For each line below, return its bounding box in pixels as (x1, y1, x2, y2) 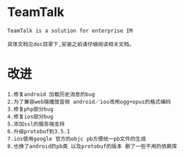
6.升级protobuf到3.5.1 (7, 128, 71, 135)
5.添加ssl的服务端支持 (7, 120, 65, 128)
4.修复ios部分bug (7, 113, 54, 120)
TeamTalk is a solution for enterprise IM (7, 27, 133, 34)
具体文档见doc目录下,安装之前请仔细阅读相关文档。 (7, 40, 135, 47)
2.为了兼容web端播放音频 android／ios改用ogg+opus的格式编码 (7, 98, 171, 105)
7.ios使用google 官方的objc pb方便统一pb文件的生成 (7, 135, 146, 142)
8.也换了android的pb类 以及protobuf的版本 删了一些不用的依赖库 (7, 142, 178, 150)
